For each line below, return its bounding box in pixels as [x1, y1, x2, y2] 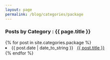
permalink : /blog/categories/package [5, 12, 84, 17]
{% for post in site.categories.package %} [5, 39, 92, 45]
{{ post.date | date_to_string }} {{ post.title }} [11, 45, 105, 51]
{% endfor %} [5, 50, 34, 56]
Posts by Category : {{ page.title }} [5, 28, 91, 35]
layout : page [5, 7, 32, 12]
